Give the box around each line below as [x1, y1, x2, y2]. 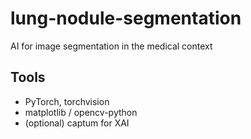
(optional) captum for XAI [24, 117, 130, 129]
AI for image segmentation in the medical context [10, 40, 213, 52]
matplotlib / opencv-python [24, 106, 138, 118]
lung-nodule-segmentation [10, 7, 242, 30]
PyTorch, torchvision [24, 95, 110, 107]
